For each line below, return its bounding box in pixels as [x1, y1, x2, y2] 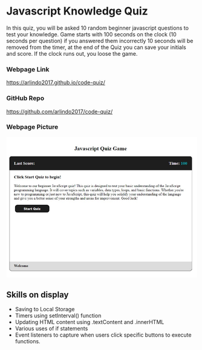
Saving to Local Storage [15, 306, 75, 313]
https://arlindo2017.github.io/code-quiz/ [6, 79, 106, 86]
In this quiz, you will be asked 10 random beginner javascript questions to [6, 24, 189, 31]
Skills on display [6, 289, 69, 300]
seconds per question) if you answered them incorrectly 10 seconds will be [6, 37, 194, 44]
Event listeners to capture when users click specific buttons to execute [15, 331, 192, 338]
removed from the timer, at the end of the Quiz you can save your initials [6, 44, 186, 51]
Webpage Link [6, 65, 50, 73]
